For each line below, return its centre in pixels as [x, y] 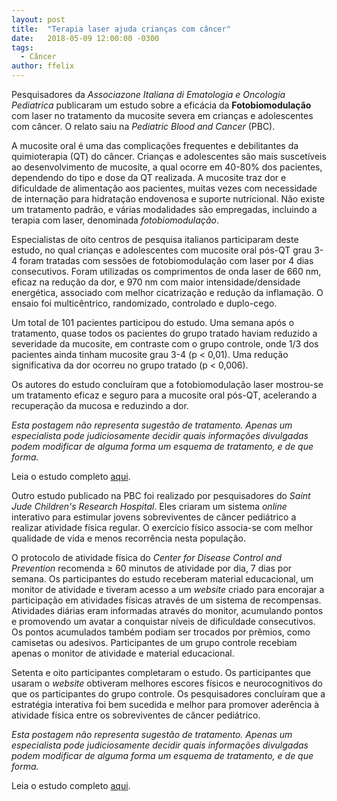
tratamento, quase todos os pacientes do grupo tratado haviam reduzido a [164, 333]
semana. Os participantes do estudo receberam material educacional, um [162, 579]
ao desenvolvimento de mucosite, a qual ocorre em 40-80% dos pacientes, [167, 167]
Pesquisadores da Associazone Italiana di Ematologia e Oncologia [148, 94]
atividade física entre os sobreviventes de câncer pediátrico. [136, 715]
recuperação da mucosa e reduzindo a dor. [100, 405]
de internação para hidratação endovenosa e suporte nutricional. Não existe [168, 199]
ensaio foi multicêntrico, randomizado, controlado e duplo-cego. [144, 303]
